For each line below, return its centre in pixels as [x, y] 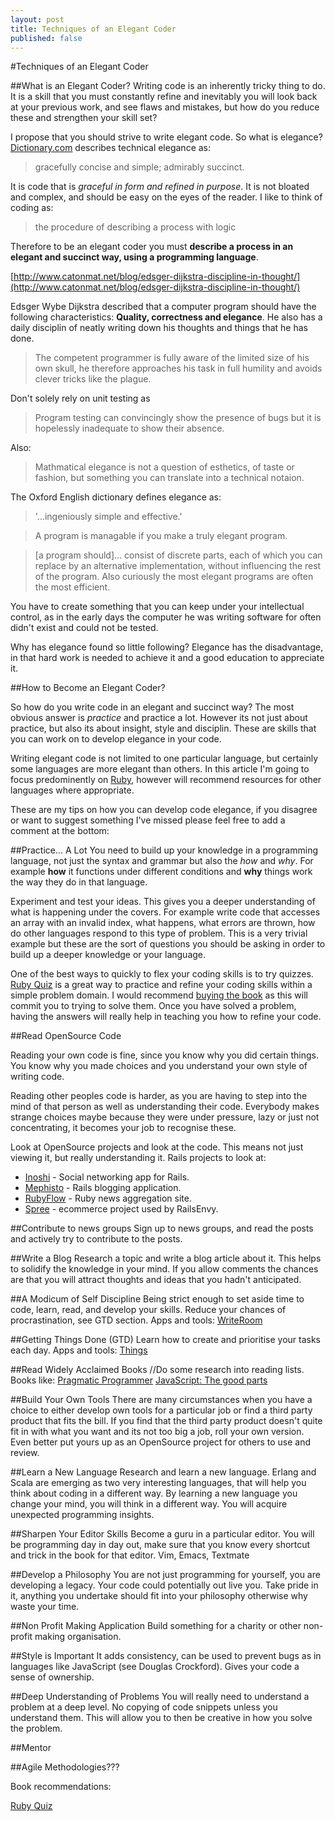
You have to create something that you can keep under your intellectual [157, 607]
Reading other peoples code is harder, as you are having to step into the [159, 1096]
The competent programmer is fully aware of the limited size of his [172, 358]
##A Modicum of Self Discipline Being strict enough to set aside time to [157, 1299]
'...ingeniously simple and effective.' [108, 517]
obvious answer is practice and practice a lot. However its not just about [159, 718]
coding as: [32, 208]
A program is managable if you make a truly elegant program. [161, 536]
